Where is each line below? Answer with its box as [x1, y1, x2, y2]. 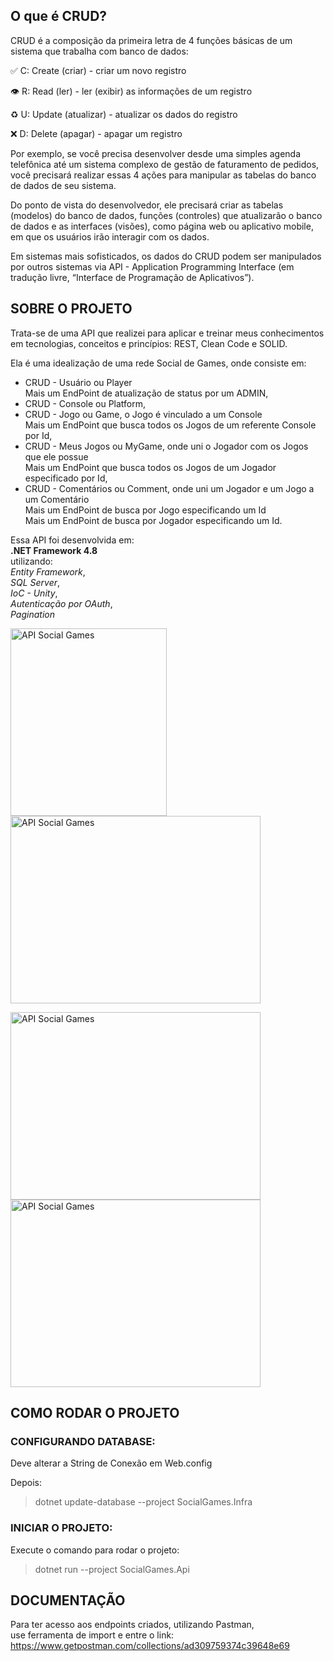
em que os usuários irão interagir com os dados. [10, 230, 210, 243]
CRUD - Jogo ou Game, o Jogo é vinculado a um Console [24, 408, 263, 420]
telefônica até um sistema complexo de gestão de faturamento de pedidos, [10, 158, 320, 170]
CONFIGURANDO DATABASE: [10, 1434, 156, 1448]
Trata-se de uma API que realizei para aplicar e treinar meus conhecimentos [10, 327, 325, 339]
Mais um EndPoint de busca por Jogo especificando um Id [24, 504, 267, 516]
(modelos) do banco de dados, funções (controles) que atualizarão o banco [10, 209, 323, 221]
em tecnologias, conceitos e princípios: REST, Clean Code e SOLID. [10, 337, 288, 349]
